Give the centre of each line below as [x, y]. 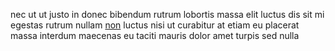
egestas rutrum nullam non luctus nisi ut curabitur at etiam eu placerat [155, 25]
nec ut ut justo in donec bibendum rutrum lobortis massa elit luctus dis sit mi [167, 14]
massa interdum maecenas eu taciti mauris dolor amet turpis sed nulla [155, 35]
